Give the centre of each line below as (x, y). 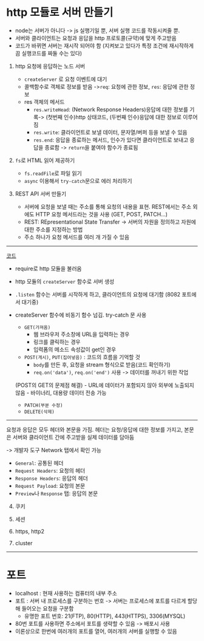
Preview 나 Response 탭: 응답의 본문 (56, 493)
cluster (24, 543)
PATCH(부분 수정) (43, 405)
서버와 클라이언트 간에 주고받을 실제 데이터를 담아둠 (73, 437)
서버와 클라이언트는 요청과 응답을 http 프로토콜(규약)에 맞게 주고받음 (96, 38)
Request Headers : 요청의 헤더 (50, 470)
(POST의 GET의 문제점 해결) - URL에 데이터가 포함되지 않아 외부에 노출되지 (104, 385)
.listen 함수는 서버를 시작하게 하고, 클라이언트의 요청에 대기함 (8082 (98, 294)
